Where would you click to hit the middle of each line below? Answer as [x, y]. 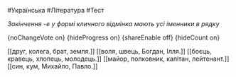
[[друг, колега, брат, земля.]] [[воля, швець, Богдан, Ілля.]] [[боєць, [109, 51]
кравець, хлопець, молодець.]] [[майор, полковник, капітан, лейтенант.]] [118, 59]
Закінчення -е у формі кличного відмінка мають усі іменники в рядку [113, 24]
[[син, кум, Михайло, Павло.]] [53, 66]
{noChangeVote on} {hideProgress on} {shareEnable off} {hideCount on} [114, 37]
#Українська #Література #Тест [56, 10]
